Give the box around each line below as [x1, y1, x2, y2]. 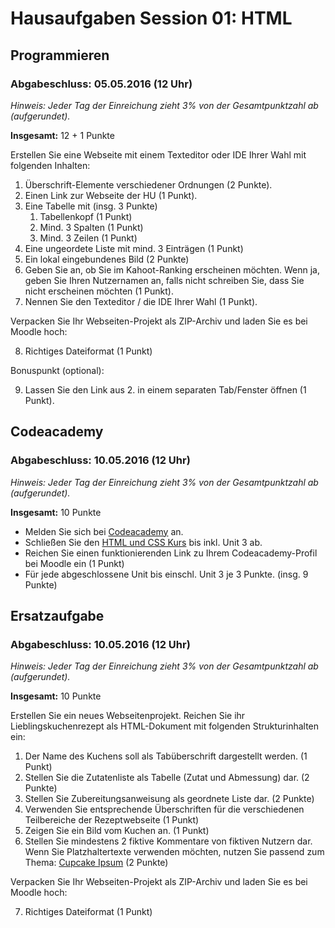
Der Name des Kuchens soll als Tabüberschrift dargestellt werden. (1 [24, 750, 308, 762]
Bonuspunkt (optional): [10, 364, 105, 376]
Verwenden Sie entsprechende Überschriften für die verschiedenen [24, 803, 305, 816]
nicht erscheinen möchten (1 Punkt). [24, 285, 174, 297]
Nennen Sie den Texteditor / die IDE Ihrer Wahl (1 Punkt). [24, 295, 258, 307]
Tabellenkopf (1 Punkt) [39, 210, 133, 222]
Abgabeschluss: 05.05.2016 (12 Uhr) [10, 77, 193, 91]
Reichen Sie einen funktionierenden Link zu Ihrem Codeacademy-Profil [24, 547, 318, 559]
